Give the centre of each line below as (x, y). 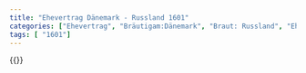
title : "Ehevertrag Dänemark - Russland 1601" (99, 18)
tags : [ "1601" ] (40, 34)
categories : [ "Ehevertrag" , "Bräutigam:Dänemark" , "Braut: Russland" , (146, 26)
